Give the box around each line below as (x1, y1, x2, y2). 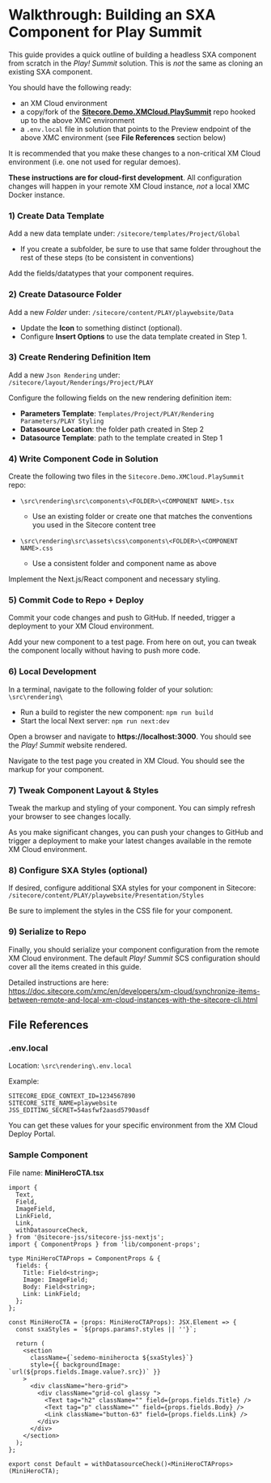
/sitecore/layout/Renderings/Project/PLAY (8, 378, 154, 386)
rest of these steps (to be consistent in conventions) (19, 253, 194, 262)
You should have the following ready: (8, 83, 132, 92)
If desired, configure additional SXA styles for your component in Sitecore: (8, 883, 256, 893)
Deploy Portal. (8, 1129, 56, 1139)
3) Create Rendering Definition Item (8, 352, 151, 363)
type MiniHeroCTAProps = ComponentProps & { (8, 1254, 161, 1263)
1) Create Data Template (8, 210, 105, 221)
